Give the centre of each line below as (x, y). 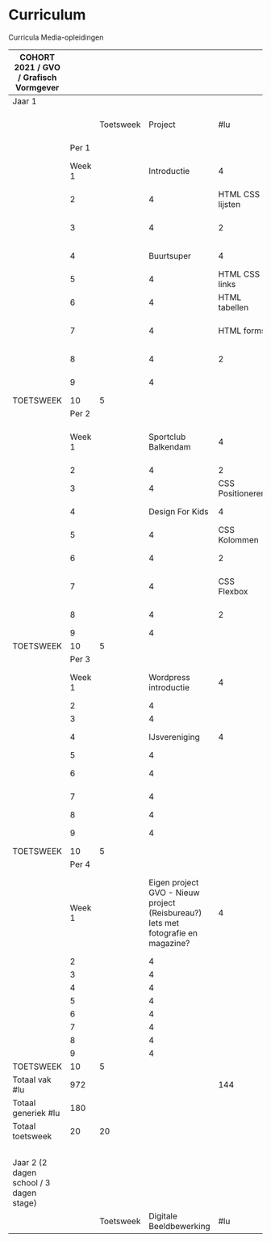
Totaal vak (32, 1079)
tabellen (233, 307)
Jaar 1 (25, 101)
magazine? (169, 943)
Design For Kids (179, 511)
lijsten (229, 204)
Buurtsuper (170, 256)
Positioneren (242, 493)
